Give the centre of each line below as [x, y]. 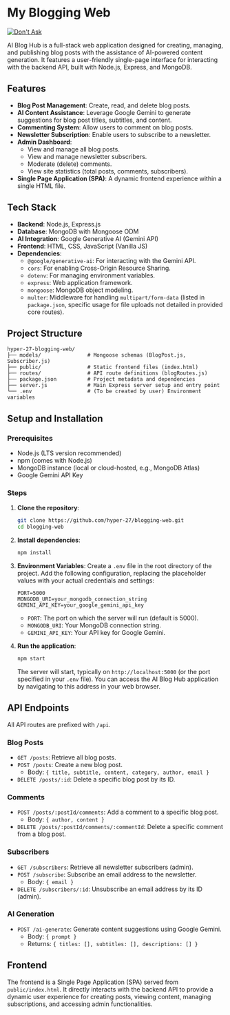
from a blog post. [42, 834]
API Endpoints [38, 708]
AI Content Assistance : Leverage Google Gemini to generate [104, 112]
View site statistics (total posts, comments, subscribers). [107, 171]
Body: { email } [51, 881]
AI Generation [31, 914]
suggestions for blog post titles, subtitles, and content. [94, 120]
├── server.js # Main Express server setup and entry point [114, 386]
